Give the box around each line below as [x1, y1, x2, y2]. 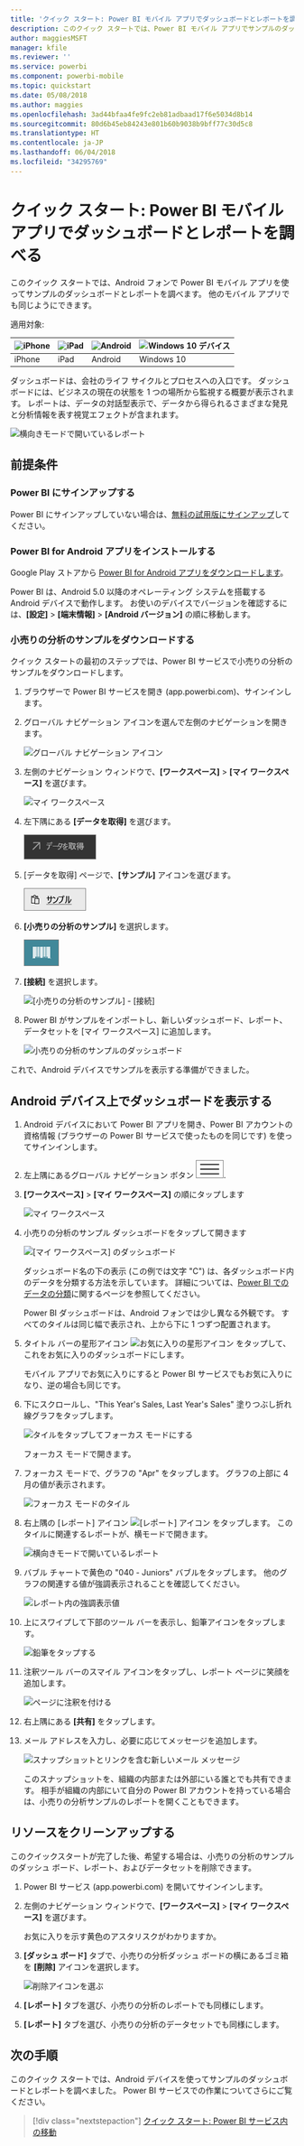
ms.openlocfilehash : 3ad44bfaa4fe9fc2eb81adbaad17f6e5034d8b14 [10, 109, 253, 119]
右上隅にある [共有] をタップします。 [23, 1716, 161, 1727]
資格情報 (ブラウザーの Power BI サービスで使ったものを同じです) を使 [23, 1130, 285, 1141]
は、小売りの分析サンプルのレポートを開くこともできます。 [23, 1797, 244, 1807]
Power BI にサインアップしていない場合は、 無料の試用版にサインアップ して [10, 508, 290, 519]
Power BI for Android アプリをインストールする [10, 544, 216, 557]
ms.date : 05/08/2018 [10, 90, 88, 99]
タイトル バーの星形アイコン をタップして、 [23, 1338, 291, 1349]
